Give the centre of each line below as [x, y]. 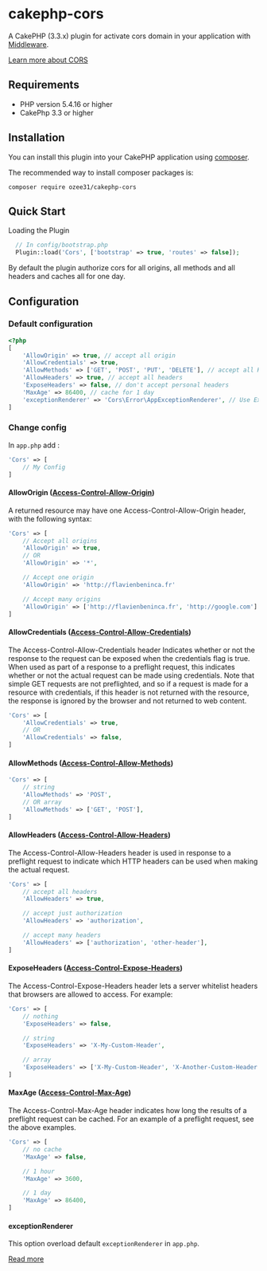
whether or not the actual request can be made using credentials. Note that [131, 675]
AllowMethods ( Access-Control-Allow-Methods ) [91, 763]
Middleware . [29, 44]
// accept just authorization [73, 914]
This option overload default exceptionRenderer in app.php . [104, 1244]
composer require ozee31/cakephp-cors [72, 187]
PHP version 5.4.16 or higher [66, 104]
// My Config [44, 467]
